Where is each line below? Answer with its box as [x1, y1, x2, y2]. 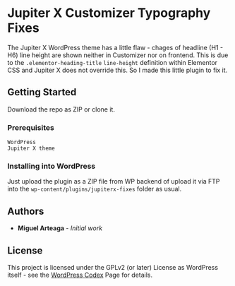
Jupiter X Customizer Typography [7, 5, 211, 21]
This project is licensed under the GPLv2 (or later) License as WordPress [7, 263, 219, 271]
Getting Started [7, 86, 77, 98]
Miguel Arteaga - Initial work [17, 224, 103, 232]
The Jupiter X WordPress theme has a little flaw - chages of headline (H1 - [7, 43, 224, 52]
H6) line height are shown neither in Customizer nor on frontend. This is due [7, 51, 229, 59]
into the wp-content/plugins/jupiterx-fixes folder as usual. [7, 185, 182, 193]
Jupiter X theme [7, 145, 55, 153]
